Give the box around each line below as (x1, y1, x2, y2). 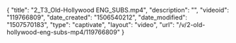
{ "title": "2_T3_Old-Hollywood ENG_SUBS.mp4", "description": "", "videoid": (6, 6, 229, 14)
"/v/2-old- (175, 21, 206, 28)
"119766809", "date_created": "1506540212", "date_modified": (6, 13, 188, 21)
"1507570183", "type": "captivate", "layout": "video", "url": (6, 21, 175, 28)
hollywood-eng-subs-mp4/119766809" (6, 28, 121, 36)
